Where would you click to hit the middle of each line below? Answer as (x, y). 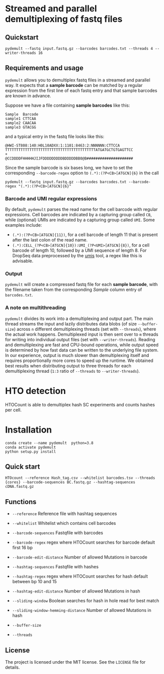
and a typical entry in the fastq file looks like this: (55, 136)
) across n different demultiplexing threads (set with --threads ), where (85, 329)
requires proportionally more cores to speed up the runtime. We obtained (79, 360)
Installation (29, 430)
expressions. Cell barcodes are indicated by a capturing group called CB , (78, 215)
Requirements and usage (44, 68)
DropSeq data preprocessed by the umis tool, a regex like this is (77, 256)
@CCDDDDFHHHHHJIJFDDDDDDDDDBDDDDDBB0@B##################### (69, 159)
